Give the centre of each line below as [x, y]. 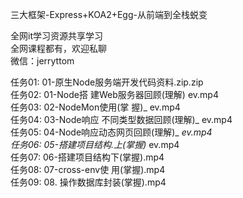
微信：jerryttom [42, 61]
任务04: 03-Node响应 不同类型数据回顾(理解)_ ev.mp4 [121, 119]
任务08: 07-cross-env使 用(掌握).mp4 [88, 169]
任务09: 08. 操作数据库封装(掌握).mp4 [88, 182]
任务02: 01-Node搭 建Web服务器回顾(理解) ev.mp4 [114, 94]
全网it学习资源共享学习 [56, 36]
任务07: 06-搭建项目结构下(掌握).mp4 [87, 157]
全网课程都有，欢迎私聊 [58, 48]
